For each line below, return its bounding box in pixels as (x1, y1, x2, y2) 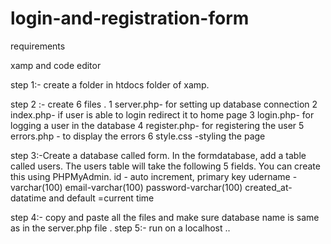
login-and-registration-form (10, 7, 250, 30)
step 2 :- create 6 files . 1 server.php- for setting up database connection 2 (10, 98, 318, 110)
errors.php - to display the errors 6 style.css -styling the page (10, 130, 266, 142)
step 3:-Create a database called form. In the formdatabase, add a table (10, 149, 307, 161)
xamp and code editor (10, 59, 102, 71)
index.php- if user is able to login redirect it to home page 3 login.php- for (10, 108, 315, 121)
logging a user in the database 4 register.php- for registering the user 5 (10, 119, 305, 131)
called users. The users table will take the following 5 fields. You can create (10, 160, 321, 172)
